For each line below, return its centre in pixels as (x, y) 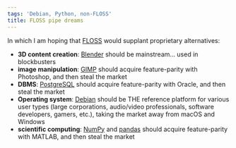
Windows (31, 121)
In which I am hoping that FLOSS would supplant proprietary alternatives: (114, 40)
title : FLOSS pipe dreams (45, 20)
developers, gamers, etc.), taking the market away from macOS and (116, 114)
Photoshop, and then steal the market (72, 76)
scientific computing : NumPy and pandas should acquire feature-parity (123, 129)
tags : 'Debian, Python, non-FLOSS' (60, 14)
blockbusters (37, 61)
